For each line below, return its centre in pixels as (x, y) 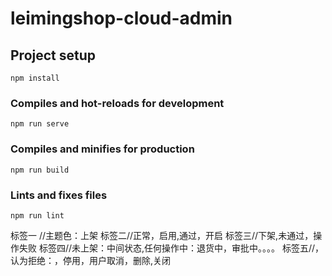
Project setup (53, 55)
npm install (35, 78)
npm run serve (40, 124)
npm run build (40, 170)
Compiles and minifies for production (102, 149)
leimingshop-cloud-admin (121, 18)
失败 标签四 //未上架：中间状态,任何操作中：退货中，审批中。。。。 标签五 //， (171, 248)
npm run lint (37, 215)
